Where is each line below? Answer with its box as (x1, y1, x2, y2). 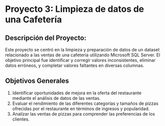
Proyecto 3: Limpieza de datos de (5, 3, 144, 15)
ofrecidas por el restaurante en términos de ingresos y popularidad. (12, 105, 150, 112)
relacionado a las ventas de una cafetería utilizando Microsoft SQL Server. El (5, 52, 161, 58)
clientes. (12, 116, 30, 122)
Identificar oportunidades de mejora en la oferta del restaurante (12, 90, 142, 96)
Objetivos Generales (5, 77, 69, 85)
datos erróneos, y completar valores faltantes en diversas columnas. (5, 63, 144, 68)
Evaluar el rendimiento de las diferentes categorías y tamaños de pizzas (12, 100, 159, 106)
